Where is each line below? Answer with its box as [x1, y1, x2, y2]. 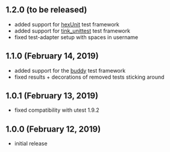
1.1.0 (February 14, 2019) [5, 51, 99, 61]
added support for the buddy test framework [14, 67, 126, 74]
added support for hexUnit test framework [14, 20, 120, 28]
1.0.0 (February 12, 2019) [5, 124, 101, 134]
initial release [14, 140, 48, 147]
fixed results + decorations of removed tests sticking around [14, 73, 165, 81]
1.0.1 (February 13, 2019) [5, 91, 99, 101]
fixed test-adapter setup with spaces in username [14, 33, 139, 41]
